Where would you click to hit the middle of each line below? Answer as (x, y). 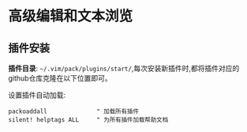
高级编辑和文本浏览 (71, 16)
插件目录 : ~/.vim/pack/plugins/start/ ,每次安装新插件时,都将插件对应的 (124, 68)
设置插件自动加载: (37, 95)
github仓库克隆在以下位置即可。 (60, 78)
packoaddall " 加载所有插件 (74, 111)
